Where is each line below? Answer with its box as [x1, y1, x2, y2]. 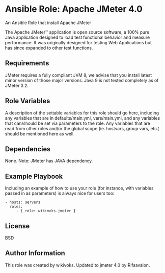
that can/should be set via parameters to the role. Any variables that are [5, 120, 151, 126]
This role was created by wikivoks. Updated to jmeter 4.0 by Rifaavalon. [5, 262, 150, 268]
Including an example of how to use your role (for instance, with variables [5, 185, 154, 191]
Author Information [5, 249, 65, 257]
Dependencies [5, 145, 51, 153]
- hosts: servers [5, 200, 41, 205]
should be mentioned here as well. [5, 131, 75, 136]
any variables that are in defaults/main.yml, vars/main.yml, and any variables [5, 115, 160, 121]
